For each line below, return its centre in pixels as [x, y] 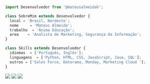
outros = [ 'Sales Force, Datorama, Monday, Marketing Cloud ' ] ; [78, 62]
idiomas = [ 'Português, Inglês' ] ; [47, 53]
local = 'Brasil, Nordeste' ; [40, 21]
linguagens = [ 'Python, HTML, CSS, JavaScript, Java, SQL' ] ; [75, 57]
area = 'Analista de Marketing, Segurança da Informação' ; [75, 35]
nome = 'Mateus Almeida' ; [41, 25]
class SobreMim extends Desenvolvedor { [48, 16]
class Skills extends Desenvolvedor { [45, 48]
